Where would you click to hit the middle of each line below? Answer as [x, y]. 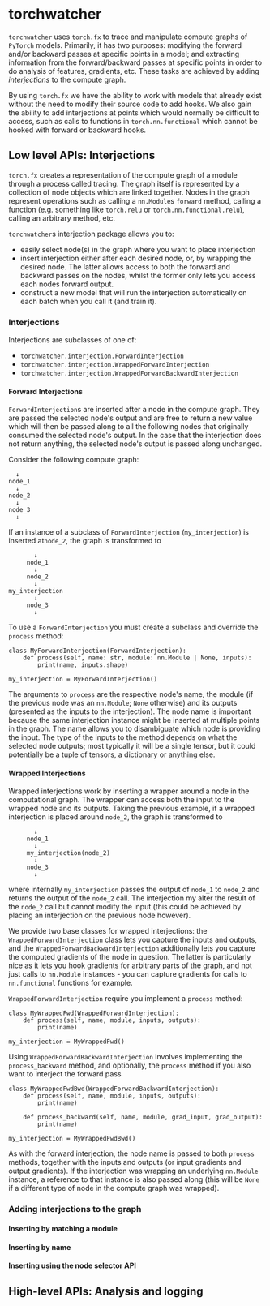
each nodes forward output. [67, 284]
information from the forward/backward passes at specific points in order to [135, 62]
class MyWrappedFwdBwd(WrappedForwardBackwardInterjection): [114, 1089]
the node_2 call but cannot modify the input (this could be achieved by [125, 907]
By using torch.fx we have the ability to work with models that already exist [135, 95]
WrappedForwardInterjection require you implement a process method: [126, 999]
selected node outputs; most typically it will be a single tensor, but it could [132, 746]
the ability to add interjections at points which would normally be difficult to [134, 112]
